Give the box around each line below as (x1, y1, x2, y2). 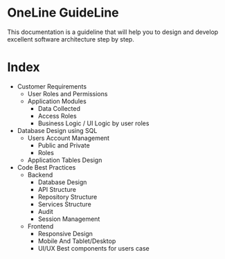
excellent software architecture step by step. (7, 35, 135, 43)
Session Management (37, 215, 100, 223)
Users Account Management (27, 134, 109, 142)
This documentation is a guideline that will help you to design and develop (7, 28, 219, 36)
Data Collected (37, 104, 81, 112)
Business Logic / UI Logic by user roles (37, 119, 150, 127)
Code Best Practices (17, 163, 76, 171)
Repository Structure (37, 193, 98, 201)
